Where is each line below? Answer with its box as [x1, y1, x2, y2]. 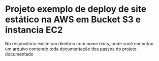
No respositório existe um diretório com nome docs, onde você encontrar [5, 40, 154, 46]
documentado [5, 51, 33, 57]
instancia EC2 [5, 25, 63, 35]
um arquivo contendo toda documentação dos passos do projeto [5, 46, 137, 52]
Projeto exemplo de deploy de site [5, 3, 147, 15]
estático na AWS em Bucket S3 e [5, 14, 141, 25]
